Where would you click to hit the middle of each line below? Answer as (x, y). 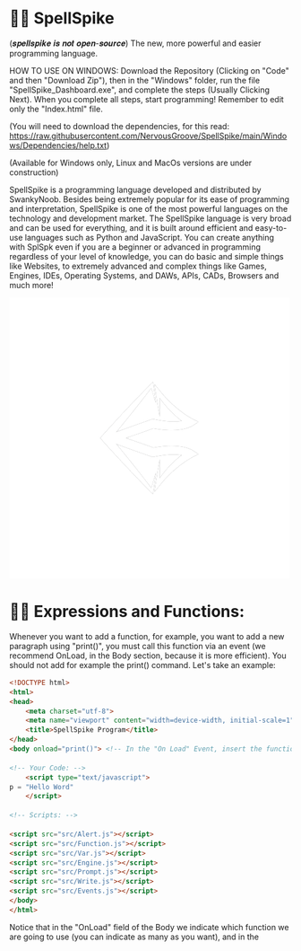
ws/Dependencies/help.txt (58, 145)
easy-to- (271, 227)
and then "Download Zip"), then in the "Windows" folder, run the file (135, 80)
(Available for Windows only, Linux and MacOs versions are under (131, 163)
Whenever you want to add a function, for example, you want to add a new (147, 636)
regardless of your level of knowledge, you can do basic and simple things (146, 256)
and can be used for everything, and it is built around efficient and (131, 227)
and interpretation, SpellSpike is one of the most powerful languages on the (149, 208)
